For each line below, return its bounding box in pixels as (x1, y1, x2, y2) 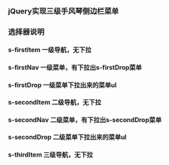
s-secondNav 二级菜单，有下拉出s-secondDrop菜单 (8, 115, 162, 124)
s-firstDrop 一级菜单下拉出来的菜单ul (8, 80, 117, 89)
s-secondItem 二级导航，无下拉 (8, 98, 102, 106)
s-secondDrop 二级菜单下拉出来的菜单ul (8, 133, 127, 142)
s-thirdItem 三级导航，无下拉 (8, 150, 93, 159)
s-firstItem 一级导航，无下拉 (8, 46, 92, 54)
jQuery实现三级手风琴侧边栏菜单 (8, 6, 120, 16)
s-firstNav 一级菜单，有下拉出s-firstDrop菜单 (8, 63, 142, 72)
